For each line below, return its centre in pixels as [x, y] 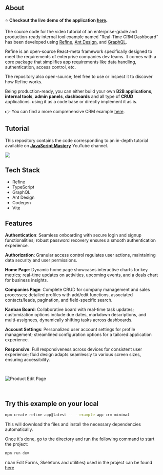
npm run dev [17, 453]
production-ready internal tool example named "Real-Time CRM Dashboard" [82, 37]
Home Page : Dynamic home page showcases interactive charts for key [76, 270]
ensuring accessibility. [28, 360]
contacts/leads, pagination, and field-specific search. [59, 300]
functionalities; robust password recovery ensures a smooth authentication [81, 240]
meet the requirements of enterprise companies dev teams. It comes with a [81, 56]
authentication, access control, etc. [41, 67]
